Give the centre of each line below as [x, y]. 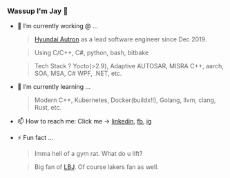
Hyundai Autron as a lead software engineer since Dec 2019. [121, 39]
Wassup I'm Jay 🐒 [38, 11]
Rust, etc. [48, 108]
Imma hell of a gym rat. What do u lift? [88, 154]
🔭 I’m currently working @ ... [57, 26]
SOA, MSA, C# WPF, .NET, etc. [78, 73]
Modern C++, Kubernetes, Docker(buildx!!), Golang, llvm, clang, [125, 100]
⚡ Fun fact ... [35, 138]
